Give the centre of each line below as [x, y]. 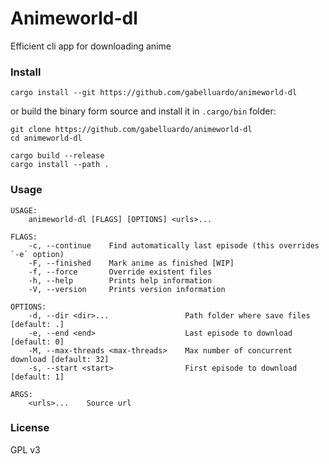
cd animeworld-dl [46, 138]
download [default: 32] [60, 359]
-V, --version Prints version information [127, 289]
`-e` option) [37, 254]
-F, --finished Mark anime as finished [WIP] [131, 263]
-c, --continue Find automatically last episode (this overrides [174, 245]
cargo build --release [57, 156]
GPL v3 [25, 449]
